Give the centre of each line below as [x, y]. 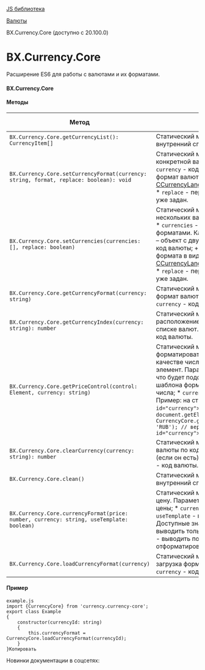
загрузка [169, 564]
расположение [178, 321]
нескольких [173, 217]
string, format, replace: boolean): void [70, 180]
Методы [17, 102]
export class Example [34, 611]
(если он [169, 457]
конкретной [173, 162]
